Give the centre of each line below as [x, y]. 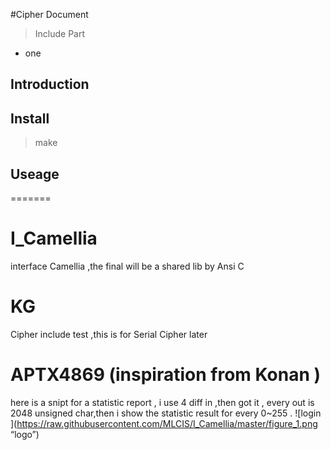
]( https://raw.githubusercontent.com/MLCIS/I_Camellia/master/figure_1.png [164, 423]
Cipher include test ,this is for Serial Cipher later [109, 334]
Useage [35, 174]
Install [30, 118]
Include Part [60, 33]
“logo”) [25, 434]
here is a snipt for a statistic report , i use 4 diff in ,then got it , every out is [162, 402]
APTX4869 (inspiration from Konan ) [166, 375]
